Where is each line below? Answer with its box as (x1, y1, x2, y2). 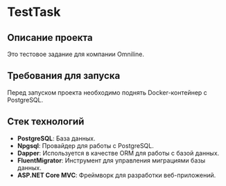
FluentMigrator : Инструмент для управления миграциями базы (17, 156, 206, 165)
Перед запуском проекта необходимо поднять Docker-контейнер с (7, 88, 208, 97)
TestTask (7, 4, 61, 20)
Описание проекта (7, 32, 93, 44)
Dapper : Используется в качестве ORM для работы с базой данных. (17, 149, 220, 157)
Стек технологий (7, 115, 85, 128)
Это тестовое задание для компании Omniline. (7, 50, 144, 58)
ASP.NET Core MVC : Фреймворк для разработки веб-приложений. (17, 171, 216, 179)
